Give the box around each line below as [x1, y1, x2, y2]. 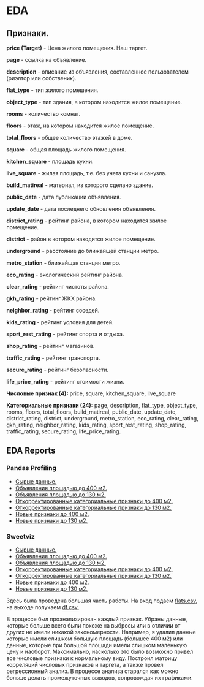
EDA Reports [6, 446, 56, 456]
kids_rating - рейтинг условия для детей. [6, 319, 115, 325]
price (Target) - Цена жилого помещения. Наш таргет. [6, 44, 148, 51]
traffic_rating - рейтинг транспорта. [6, 354, 100, 362]
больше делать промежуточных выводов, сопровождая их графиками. [6, 674, 193, 681]
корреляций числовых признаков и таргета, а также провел [6, 661, 164, 668]
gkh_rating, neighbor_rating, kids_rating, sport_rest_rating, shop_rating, [6, 421, 187, 428]
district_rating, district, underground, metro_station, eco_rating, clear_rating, [6, 415, 199, 422]
